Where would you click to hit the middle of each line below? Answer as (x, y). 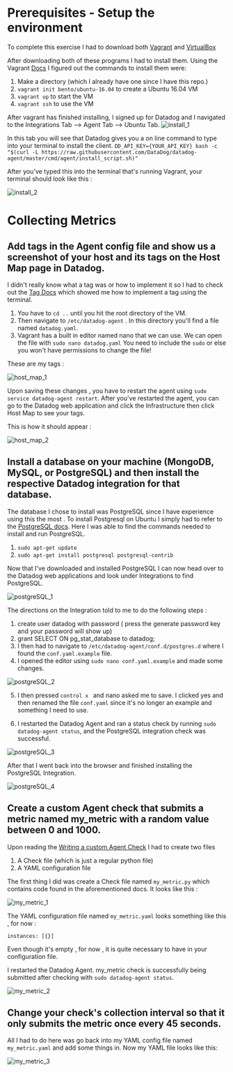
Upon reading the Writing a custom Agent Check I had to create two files (111, 847)
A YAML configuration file (54, 868)
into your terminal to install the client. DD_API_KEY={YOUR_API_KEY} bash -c (112, 145)
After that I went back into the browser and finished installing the (100, 765)
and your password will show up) (65, 631)
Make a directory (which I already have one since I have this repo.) (113, 81)
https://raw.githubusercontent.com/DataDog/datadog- (119, 152)
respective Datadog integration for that (94, 484)
